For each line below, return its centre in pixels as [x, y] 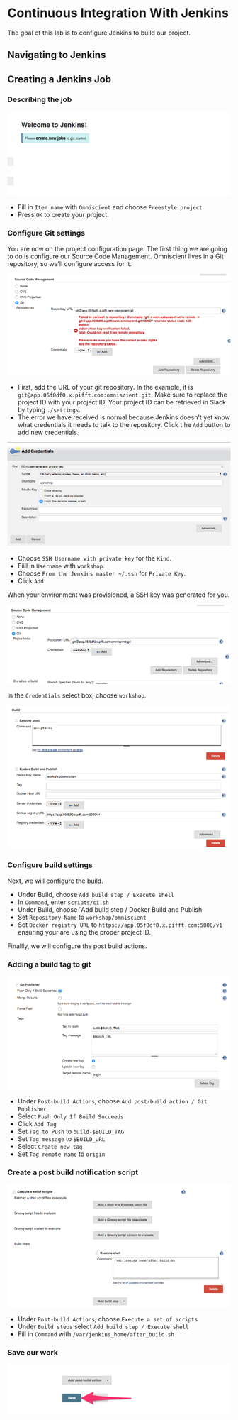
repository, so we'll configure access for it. [70, 263]
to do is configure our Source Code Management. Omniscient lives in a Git [116, 256]
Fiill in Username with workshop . [61, 566]
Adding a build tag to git [49, 964]
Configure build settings [50, 865]
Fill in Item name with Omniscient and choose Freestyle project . [111, 207]
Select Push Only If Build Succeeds [70, 1116]
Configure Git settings [46, 233]
